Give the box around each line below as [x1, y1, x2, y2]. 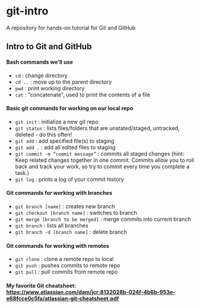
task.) [14, 169, 30, 176]
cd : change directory [14, 72, 68, 79]
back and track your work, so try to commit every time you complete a [14, 162, 190, 170]
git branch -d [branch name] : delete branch [14, 228, 128, 235]
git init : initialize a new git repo [14, 118, 99, 125]
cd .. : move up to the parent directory [14, 78, 113, 85]
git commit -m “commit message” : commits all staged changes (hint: [14, 150, 185, 157]
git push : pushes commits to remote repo [14, 262, 120, 269]
